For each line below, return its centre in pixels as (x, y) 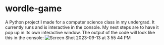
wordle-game (33, 9)
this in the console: (25, 38)
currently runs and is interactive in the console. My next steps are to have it (82, 27)
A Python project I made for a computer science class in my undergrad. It (80, 22)
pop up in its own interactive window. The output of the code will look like (80, 32)
